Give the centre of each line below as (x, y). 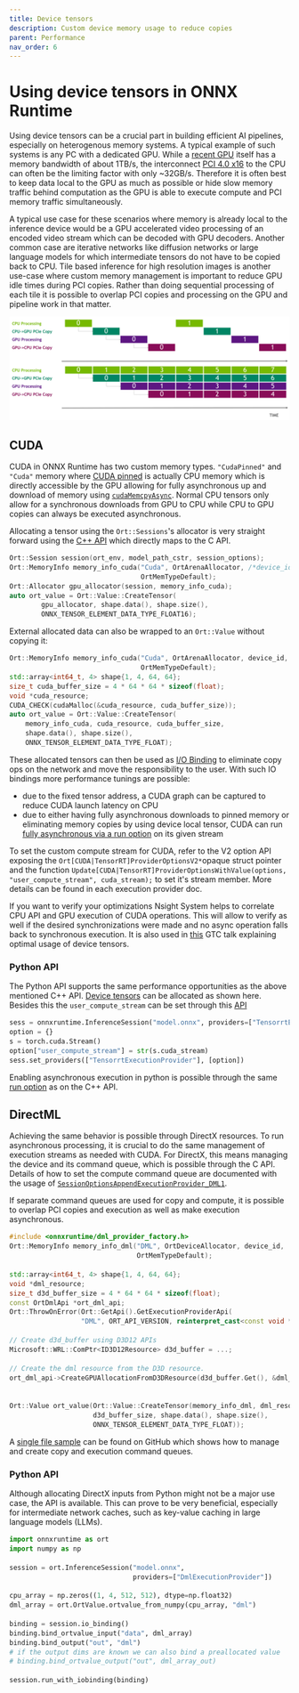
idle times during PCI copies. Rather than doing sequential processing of (142, 286)
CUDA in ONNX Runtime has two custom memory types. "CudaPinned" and (145, 466)
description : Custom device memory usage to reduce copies (121, 28)
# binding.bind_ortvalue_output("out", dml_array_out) (113, 1661)
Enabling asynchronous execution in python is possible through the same (143, 1077)
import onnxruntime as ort (59, 1540)
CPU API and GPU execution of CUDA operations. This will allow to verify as (148, 915)
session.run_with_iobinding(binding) (79, 1681)
